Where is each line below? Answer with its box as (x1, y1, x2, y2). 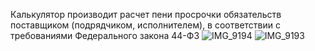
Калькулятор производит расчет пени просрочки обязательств (10, 9, 282, 20)
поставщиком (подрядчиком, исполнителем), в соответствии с (10, 19, 281, 31)
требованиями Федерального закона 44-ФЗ (10, 30, 200, 41)
